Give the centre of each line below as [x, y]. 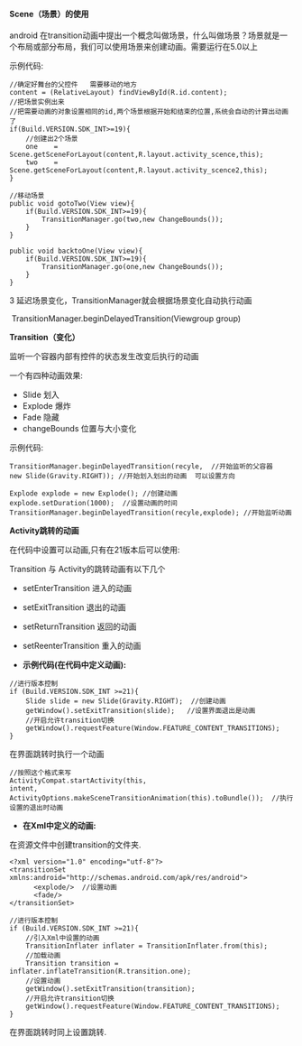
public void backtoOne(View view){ [76, 251]
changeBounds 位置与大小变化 [79, 429]
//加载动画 [43, 956]
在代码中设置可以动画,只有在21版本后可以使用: [95, 550]
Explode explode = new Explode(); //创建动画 [94, 494]
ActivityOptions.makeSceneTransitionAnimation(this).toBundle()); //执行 [151, 799]
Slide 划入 [41, 395]
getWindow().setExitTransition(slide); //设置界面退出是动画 [141, 711]
